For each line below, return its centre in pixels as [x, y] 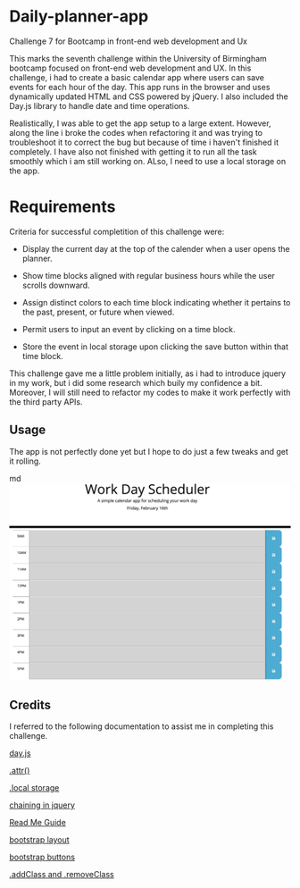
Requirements [62, 207]
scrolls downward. [56, 285]
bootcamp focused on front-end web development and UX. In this [130, 68]
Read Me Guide [38, 823]
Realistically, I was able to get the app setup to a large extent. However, [140, 123]
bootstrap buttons [42, 857]
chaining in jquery [42, 805]
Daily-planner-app [79, 17]
